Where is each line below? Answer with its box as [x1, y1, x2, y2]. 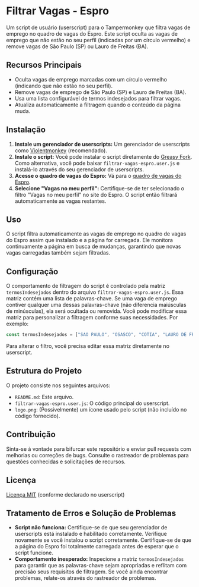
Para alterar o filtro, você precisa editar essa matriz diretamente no [6, 343, 170, 350]
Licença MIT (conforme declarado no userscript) [6, 491, 125, 498]
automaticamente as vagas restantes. [14, 197, 107, 205]
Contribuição [6, 429, 56, 440]
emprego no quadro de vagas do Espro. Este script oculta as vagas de [6, 30, 178, 37]
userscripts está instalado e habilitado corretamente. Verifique [14, 531, 167, 538]
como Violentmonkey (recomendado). [14, 147, 108, 154]
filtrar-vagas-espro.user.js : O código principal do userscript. [14, 400, 170, 407]
